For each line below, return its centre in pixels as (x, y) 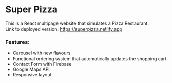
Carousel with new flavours (42, 53)
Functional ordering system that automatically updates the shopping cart (90, 59)
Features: (17, 42)
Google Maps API (31, 69)
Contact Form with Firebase (42, 64)
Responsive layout (32, 75)
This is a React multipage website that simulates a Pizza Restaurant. (77, 23)
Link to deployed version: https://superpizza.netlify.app (64, 29)
